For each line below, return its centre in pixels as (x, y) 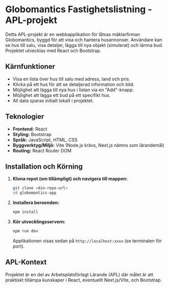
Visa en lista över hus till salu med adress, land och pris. (72, 79)
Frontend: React (30, 129)
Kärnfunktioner (30, 67)
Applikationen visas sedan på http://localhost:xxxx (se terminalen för (87, 241)
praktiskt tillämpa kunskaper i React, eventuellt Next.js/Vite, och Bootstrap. (83, 280)
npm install (25, 212)
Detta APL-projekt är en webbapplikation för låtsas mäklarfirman (73, 34)
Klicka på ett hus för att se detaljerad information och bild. (74, 84)
